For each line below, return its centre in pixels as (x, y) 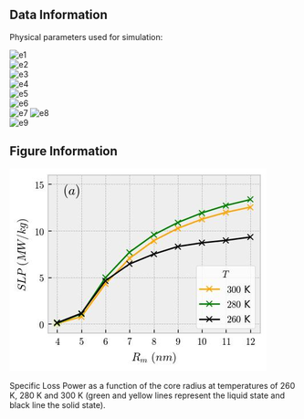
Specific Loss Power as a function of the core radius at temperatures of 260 (152, 385)
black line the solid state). (58, 404)
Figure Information (64, 151)
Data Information (58, 15)
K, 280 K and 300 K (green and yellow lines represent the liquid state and (147, 395)
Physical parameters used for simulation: (86, 37)
